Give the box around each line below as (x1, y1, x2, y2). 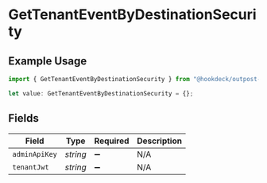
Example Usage (8, 54, 87, 68)
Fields (8, 111, 40, 125)
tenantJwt (12, 162, 49, 172)
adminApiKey (12, 150, 58, 158)
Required (94, 135, 130, 146)
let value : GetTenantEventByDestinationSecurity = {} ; (8, 89, 194, 97)
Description (137, 135, 183, 146)
